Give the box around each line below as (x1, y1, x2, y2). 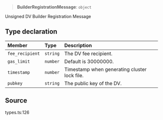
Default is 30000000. (64, 58, 114, 65)
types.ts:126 (5, 109, 30, 115)
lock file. (64, 72, 84, 79)
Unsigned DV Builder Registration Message (5, 14, 91, 19)
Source (5, 97, 28, 105)
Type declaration (5, 28, 57, 36)
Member (7, 42, 28, 49)
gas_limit (7, 58, 30, 64)
